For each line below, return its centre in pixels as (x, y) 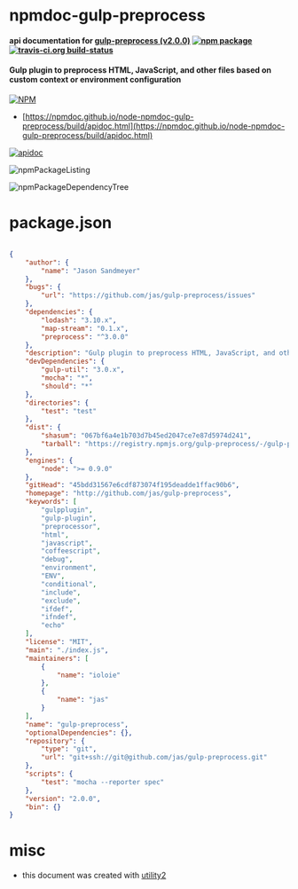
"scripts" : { (49, 774)
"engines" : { (49, 460)
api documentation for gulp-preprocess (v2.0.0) (100, 40)
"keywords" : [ (51, 502)
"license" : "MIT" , (59, 642)
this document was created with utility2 (94, 876)
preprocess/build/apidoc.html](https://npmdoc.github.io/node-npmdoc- (153, 126)
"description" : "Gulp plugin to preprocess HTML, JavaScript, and (150, 353)
